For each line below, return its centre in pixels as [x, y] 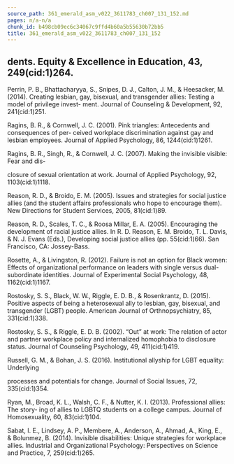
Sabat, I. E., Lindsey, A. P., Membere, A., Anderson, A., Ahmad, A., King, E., [115, 430]
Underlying [23, 367]
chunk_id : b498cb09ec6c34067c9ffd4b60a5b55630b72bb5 [86, 27]
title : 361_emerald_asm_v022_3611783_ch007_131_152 [84, 33]
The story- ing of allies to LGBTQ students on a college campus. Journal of [115, 409]
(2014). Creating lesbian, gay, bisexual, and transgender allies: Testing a [111, 97]
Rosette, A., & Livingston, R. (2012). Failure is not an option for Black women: [117, 260]
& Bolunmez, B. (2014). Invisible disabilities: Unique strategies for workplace [117, 438]
